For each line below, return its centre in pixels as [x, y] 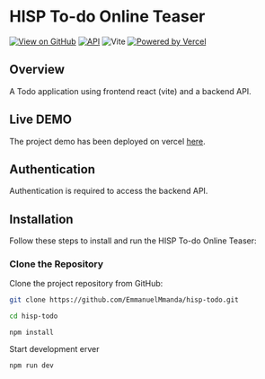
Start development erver [54, 349]
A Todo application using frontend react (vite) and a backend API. [130, 91]
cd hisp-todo [34, 316]
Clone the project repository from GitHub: [86, 284]
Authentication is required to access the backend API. [109, 191]
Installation [41, 219]
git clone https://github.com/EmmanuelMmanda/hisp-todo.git [124, 300]
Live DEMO [40, 120]
